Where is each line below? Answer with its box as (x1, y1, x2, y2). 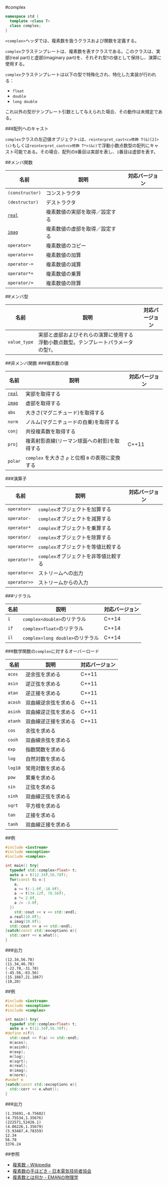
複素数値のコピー (45, 242, 86, 249)
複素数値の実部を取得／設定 (45, 208, 111, 215)
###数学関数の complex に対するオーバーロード (5, 648, 99, 654)
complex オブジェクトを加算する (38, 505, 111, 512)
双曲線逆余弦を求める (25, 699, 76, 706)
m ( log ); (9, 1054, 26, 1059)
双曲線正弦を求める (25, 793, 71, 800)
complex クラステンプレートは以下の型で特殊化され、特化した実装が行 (5, 71, 148, 77)
